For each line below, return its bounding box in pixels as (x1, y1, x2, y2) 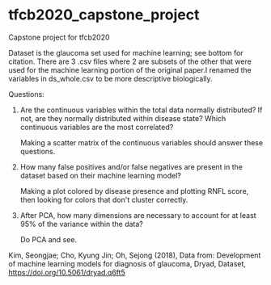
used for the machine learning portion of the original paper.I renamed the (8, 65, 252, 74)
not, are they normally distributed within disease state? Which (19, 113, 227, 123)
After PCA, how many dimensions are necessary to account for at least (19, 210, 256, 220)
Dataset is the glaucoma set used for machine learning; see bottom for (8, 48, 244, 57)
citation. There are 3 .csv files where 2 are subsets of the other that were (8, 57, 252, 66)
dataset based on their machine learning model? (19, 170, 182, 180)
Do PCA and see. (19, 234, 78, 244)
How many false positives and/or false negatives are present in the (19, 161, 243, 171)
